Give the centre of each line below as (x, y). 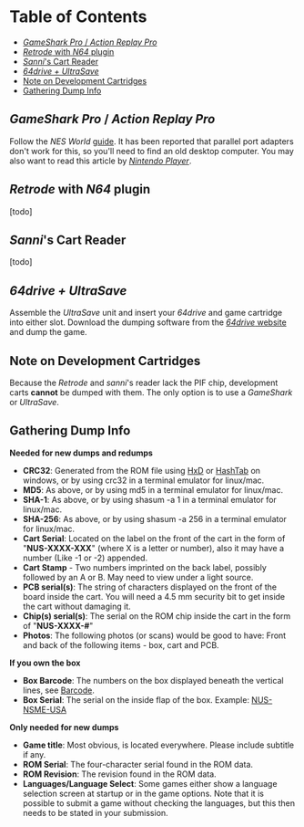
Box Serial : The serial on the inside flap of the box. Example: (136, 699)
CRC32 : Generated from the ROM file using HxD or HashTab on (142, 470)
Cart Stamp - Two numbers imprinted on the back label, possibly (144, 567)
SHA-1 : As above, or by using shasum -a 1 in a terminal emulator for (150, 499)
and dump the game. (49, 332)
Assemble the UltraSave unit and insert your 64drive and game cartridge (146, 313)
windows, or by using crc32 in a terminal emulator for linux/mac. (143, 480)
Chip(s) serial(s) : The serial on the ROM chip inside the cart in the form (157, 616)
